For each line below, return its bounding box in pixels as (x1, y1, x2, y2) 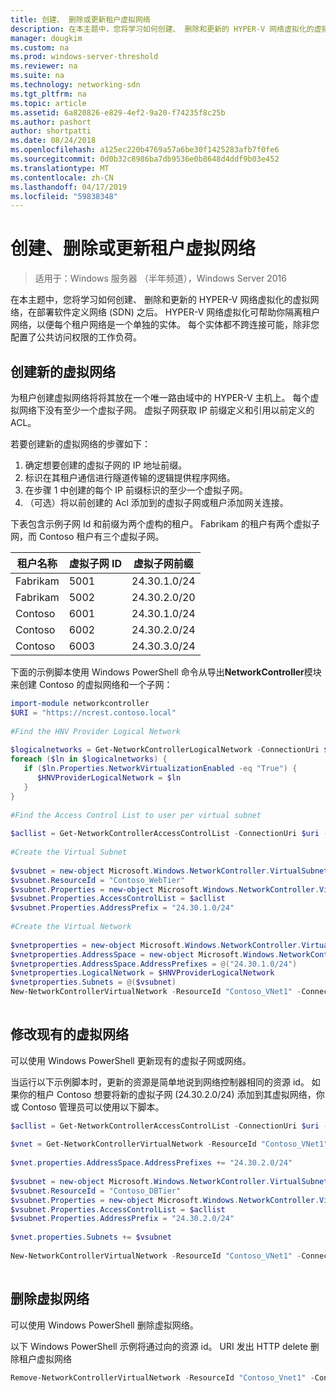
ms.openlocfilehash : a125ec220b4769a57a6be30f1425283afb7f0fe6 (10, 145, 280, 155)
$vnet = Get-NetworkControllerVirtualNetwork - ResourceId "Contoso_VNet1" (10, 1139, 329, 1150)
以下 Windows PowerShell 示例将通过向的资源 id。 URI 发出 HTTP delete (10, 1340, 308, 1352)
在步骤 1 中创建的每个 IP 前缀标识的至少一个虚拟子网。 (24, 484, 248, 496)
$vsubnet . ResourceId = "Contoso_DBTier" (10, 1186, 182, 1196)
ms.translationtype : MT (10, 163, 110, 173)
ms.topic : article (10, 98, 87, 108)
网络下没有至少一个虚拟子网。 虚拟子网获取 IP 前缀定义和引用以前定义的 (18, 404, 315, 416)
